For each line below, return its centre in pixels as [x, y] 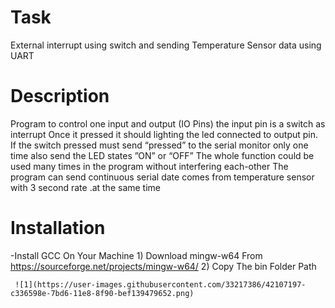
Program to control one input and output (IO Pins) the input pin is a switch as [168, 123]
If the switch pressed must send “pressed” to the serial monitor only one [159, 145]
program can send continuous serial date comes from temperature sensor [162, 177]
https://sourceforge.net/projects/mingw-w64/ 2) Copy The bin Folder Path [163, 266]
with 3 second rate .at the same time [86, 187]
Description [60, 96]
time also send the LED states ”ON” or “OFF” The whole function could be [162, 155]
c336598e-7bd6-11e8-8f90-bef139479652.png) [102, 293]
